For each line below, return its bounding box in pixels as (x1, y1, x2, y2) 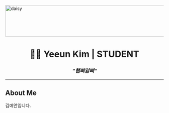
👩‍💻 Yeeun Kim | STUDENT (30, 49, 139, 60)
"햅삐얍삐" (72, 67, 97, 74)
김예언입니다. (5, 102, 31, 108)
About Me (5, 88, 37, 97)
